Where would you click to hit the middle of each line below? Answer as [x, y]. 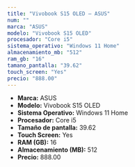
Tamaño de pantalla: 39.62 [56, 128]
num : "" [18, 20]
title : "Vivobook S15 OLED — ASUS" [59, 14]
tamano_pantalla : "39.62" [45, 65]
